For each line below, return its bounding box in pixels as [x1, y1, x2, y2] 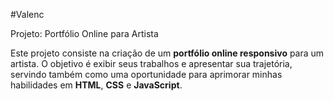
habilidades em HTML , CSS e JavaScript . [10, 79, 183, 91]
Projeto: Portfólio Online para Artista [10, 28, 159, 39]
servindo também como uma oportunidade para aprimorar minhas [10, 69, 283, 80]
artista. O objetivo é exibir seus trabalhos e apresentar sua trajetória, [10, 58, 293, 69]
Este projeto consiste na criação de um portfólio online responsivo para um [10, 47, 325, 59]
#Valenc [10, 9, 45, 20]
